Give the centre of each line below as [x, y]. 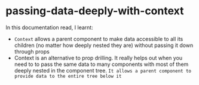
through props [32, 51]
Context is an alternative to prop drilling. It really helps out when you [98, 58]
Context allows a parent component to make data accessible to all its [99, 39]
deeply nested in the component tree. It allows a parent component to [103, 70]
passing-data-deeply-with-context [95, 11]
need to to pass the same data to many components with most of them [101, 64]
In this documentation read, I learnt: [49, 27]
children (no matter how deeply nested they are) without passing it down [104, 45]
